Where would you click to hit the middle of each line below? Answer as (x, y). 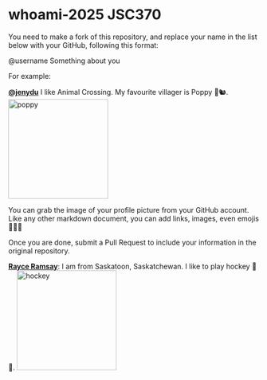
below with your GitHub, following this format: (84, 45)
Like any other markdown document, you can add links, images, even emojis (133, 218)
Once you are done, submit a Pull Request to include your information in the (132, 242)
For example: (30, 76)
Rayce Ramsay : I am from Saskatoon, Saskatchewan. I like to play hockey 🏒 (133, 266)
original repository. (39, 251)
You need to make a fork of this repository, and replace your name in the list (133, 37)
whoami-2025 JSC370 (85, 15)
